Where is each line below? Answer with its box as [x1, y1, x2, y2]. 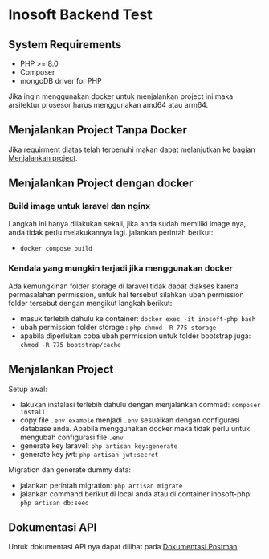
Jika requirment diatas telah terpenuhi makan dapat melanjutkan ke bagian [8, 145, 255, 154]
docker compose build [19, 244, 92, 252]
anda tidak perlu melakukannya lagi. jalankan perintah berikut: [8, 227, 214, 237]
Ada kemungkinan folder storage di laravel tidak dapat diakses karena [8, 281, 239, 291]
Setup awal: [8, 384, 48, 394]
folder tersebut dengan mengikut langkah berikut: [8, 298, 173, 308]
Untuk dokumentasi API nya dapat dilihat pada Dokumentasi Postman [8, 542, 238, 552]
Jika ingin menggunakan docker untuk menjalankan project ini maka [8, 92, 234, 101]
